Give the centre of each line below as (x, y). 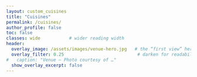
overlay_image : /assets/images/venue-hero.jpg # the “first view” (97, 49)
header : (16, 44)
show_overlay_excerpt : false (47, 65)
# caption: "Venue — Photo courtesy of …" (61, 60)
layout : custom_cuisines (36, 11)
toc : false (19, 33)
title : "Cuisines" (28, 17)
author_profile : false (34, 27)
